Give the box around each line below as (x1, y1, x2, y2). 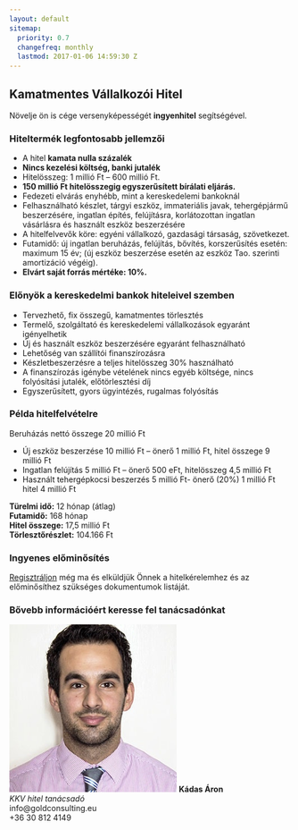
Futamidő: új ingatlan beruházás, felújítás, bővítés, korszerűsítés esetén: (21, 238, 288, 250)
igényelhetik (21, 328, 68, 339)
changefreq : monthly (17, 43, 94, 52)
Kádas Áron (178, 783, 224, 795)
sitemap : (9, 23, 42, 33)
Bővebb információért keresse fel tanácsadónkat (9, 604, 226, 616)
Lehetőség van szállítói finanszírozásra (21, 347, 166, 358)
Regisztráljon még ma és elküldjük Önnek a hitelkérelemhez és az (9, 572, 250, 583)
